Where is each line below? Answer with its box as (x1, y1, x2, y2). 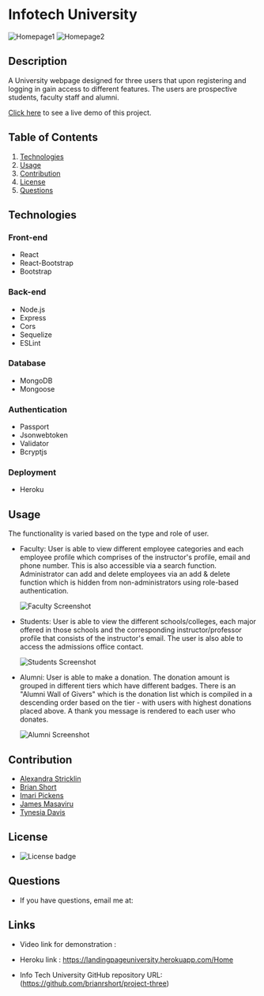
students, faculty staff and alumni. (8, 93, 120, 102)
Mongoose (19, 384, 55, 393)
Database (8, 358, 46, 369)
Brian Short (19, 782, 57, 792)
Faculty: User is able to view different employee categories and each (19, 544, 244, 554)
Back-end (8, 286, 47, 297)
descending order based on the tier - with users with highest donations (19, 698, 251, 707)
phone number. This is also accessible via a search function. (19, 561, 217, 570)
